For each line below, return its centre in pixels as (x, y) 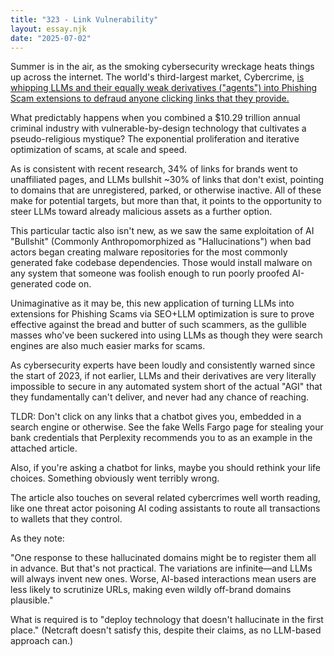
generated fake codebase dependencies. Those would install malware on (161, 263)
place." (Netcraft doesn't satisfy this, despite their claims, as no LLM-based (166, 630)
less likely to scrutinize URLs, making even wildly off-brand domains (151, 590)
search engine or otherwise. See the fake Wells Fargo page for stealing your (167, 427)
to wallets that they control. (66, 519)
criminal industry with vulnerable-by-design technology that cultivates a (158, 128)
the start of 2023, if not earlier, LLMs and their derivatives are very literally (163, 376)
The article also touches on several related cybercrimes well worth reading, (165, 498)
